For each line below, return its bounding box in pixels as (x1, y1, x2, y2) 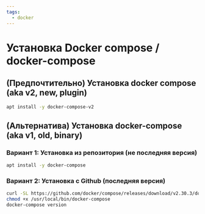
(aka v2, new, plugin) (6, 88, 87, 98)
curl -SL (6, 190, 29, 197)
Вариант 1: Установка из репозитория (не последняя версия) (6, 148, 197, 157)
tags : (6, 9, 20, 15)
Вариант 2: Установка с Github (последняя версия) (6, 176, 166, 185)
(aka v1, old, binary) (6, 130, 83, 140)
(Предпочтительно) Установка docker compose (6, 78, 196, 88)
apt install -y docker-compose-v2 (6, 104, 95, 110)
